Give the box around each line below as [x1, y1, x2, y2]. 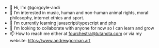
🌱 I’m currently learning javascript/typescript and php [9, 20, 116, 26]
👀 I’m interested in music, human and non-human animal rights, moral [9, 10, 149, 16]
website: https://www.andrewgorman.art [9, 38, 91, 43]
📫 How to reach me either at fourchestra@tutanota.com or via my [9, 31, 142, 36]
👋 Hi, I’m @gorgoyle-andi [9, 5, 60, 10]
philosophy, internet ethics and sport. [9, 15, 85, 20]
